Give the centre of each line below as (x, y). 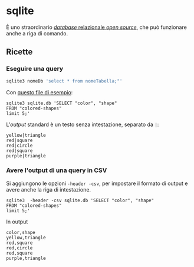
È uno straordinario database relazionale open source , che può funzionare (96, 27)
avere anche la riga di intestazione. (49, 189)
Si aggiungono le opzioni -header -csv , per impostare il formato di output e (97, 183)
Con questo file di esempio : (40, 92)
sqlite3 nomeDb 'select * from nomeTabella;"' (64, 81)
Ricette (19, 52)
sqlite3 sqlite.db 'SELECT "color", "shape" (62, 103)
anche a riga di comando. (37, 33)
